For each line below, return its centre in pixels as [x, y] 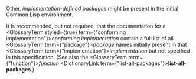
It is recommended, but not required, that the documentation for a [86, 26]
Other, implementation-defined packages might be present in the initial [92, 8]
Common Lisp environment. [40, 15]
